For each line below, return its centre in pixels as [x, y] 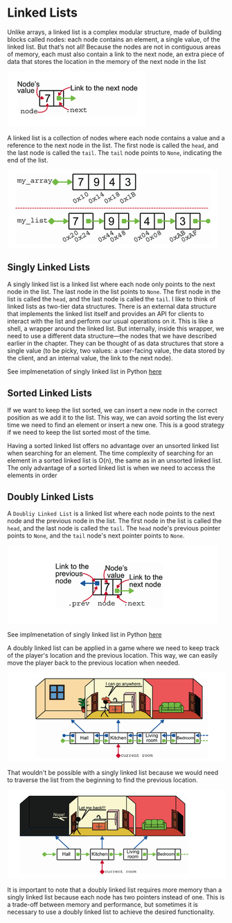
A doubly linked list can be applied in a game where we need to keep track [113, 648]
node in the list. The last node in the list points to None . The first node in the [114, 291]
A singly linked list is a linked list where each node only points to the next [111, 284]
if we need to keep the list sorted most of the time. [79, 432]
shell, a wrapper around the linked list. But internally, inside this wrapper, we [116, 329]
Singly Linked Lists [48, 268]
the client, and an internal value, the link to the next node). [90, 358]
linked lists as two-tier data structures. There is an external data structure [112, 306]
